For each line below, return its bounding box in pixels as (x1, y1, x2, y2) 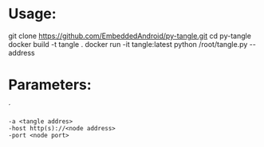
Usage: (8, 5, 57, 23)
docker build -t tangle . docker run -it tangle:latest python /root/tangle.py (8, 39, 248, 48)
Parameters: (8, 76, 92, 94)
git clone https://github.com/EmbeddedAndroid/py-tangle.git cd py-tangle (8, 31, 251, 41)
